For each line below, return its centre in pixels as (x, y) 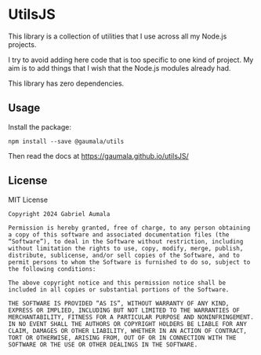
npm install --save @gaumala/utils (66, 141)
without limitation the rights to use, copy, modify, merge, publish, (126, 248)
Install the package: (40, 126)
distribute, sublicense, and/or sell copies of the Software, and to (124, 255)
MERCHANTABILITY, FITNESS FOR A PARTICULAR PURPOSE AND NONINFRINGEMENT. (131, 317)
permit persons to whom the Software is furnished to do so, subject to (129, 262)
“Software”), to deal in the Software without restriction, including (126, 241)
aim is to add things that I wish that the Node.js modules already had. (120, 68)
